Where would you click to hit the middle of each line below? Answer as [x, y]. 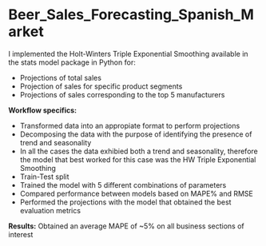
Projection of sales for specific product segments [101, 86]
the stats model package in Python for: [72, 62]
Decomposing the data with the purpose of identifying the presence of [136, 134]
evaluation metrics [50, 210]
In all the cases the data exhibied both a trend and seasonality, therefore [139, 151]
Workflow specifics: [43, 110]
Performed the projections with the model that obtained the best [125, 202]
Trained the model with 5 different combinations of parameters [123, 184]
